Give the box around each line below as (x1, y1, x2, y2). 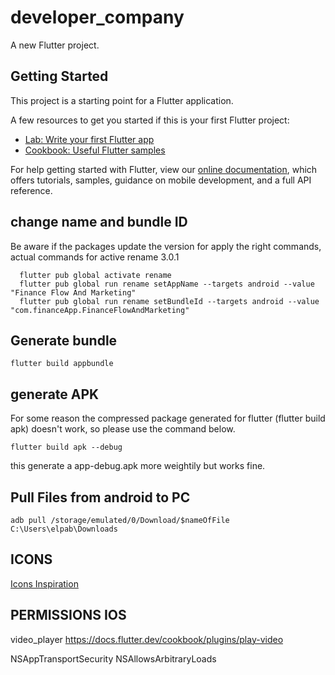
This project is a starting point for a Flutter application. (10, 94, 234, 106)
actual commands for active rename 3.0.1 (10, 251, 180, 263)
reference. (10, 184, 53, 196)
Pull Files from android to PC (10, 489, 191, 506)
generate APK (10, 386, 100, 403)
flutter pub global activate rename (19, 270, 172, 280)
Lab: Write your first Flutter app (24, 133, 155, 145)
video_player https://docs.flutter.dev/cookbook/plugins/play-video (10, 633, 284, 645)
